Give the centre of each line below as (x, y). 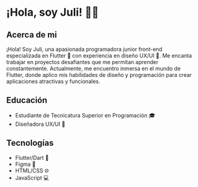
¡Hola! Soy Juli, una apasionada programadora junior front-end (84, 49)
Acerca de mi (32, 35)
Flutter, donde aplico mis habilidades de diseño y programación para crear (99, 75)
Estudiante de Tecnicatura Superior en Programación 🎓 (85, 115)
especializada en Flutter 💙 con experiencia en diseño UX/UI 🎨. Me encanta (99, 56)
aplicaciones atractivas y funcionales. (53, 81)
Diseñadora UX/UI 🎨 (40, 124)
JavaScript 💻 (32, 177)
